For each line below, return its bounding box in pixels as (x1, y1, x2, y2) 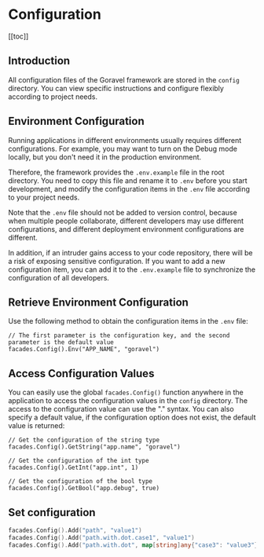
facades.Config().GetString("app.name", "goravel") (8, 443, 181, 451)
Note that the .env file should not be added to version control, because (8, 207, 237, 217)
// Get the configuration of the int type (8, 457, 149, 465)
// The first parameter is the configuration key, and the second (8, 332, 230, 339)
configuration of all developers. (8, 273, 110, 282)
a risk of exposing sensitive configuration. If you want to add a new (8, 256, 225, 266)
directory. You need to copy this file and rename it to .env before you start (8, 175, 247, 185)
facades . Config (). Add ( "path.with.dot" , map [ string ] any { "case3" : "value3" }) (8, 541, 262, 549)
